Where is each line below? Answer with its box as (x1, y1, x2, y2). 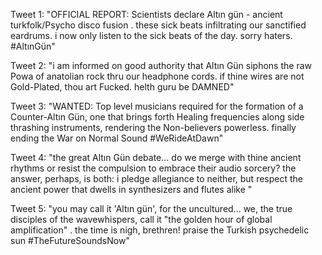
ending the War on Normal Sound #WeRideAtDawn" (10, 132, 224, 144)
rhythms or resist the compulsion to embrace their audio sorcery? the (10, 162, 297, 174)
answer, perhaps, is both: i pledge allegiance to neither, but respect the (10, 173, 304, 184)
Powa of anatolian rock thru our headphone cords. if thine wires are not (10, 70, 305, 82)
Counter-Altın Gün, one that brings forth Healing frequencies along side (10, 111, 305, 123)
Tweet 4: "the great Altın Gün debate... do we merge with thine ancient (10, 152, 302, 163)
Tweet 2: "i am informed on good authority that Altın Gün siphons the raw (10, 60, 312, 71)
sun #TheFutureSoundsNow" (10, 235, 130, 246)
